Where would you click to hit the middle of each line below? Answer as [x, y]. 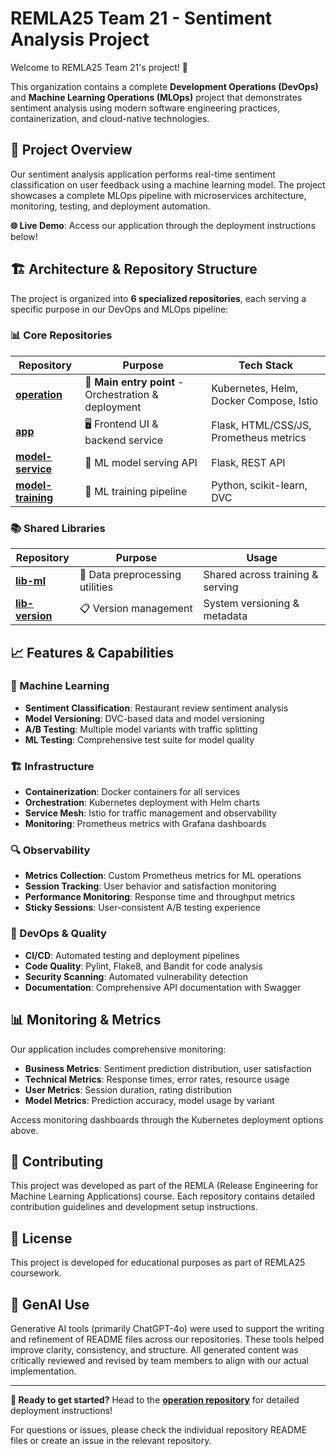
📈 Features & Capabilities [92, 652]
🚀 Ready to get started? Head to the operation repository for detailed [155, 1399]
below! [24, 236]
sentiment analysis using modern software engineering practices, [145, 108]
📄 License [41, 1238]
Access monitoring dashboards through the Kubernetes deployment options [167, 1119]
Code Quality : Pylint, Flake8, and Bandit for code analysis [143, 966]
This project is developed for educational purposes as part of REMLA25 [158, 1263]
